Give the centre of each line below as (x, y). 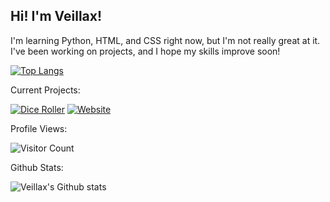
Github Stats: (37, 167)
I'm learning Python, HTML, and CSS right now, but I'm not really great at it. (165, 40)
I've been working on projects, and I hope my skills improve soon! (145, 51)
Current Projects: (45, 90)
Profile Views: (39, 128)
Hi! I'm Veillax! (56, 16)
